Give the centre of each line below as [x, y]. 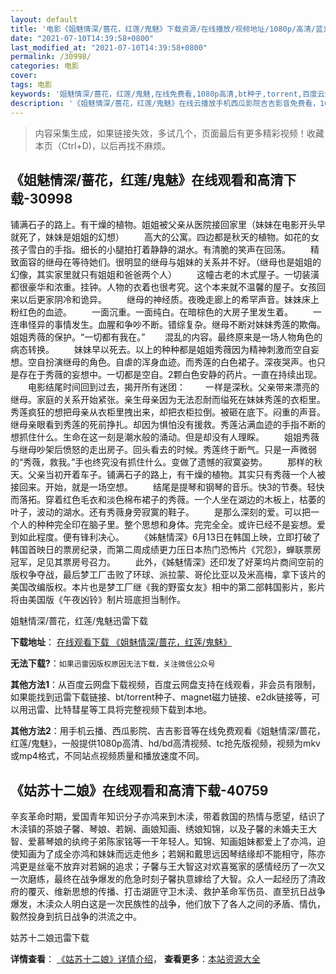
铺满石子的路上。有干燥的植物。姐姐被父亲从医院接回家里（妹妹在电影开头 [163, 225]
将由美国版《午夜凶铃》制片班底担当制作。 [98, 600]
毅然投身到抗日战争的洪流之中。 [76, 917]
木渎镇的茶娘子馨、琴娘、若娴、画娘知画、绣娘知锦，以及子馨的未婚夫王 [159, 829]
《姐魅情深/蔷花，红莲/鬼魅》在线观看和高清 [147, 179]
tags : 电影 [31, 85]
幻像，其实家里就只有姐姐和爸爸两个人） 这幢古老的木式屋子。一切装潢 [165, 275]
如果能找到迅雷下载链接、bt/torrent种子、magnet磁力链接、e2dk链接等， [161, 697]
